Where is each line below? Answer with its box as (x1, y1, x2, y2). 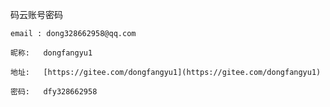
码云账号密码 (10, 9, 63, 20)
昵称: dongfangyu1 (10, 48, 93, 58)
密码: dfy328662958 (10, 87, 98, 97)
